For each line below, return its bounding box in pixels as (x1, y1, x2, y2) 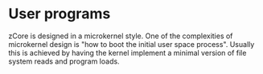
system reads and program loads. (8, 56, 120, 66)
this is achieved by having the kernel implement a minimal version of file (8, 48, 247, 57)
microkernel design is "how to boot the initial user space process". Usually (8, 39, 255, 49)
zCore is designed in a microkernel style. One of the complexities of (8, 31, 233, 41)
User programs (8, 5, 111, 23)
